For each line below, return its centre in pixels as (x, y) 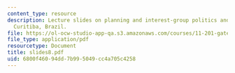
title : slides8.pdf (36, 53)
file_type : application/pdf (48, 40)
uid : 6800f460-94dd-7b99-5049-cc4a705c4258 (72, 59)
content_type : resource (42, 14)
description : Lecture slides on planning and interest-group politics (112, 20)
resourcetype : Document (42, 46)
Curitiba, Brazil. (41, 26)
